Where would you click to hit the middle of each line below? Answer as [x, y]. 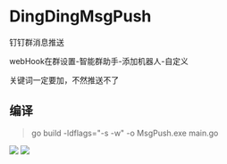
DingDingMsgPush [80, 16]
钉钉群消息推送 [37, 42]
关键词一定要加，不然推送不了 [64, 80]
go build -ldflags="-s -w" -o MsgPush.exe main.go [125, 133]
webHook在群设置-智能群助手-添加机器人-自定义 [99, 61]
